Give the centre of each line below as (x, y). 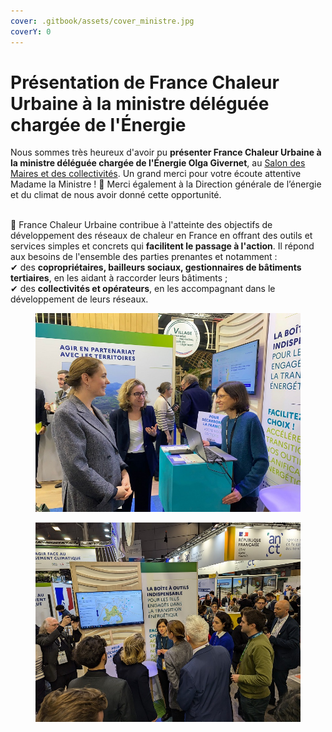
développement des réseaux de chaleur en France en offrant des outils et (161, 236)
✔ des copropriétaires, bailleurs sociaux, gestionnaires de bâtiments (156, 267)
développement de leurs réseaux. (79, 299)
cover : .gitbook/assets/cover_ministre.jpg (102, 21)
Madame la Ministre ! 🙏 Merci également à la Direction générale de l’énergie (166, 184)
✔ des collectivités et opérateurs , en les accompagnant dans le (143, 289)
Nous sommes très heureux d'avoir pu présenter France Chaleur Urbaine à (166, 152)
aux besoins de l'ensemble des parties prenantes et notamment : (144, 257)
